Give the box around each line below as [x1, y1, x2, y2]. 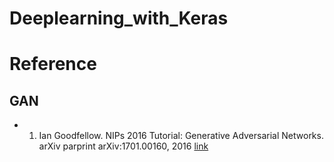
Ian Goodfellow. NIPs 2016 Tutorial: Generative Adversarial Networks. [38, 130, 324, 142]
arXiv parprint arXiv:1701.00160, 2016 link [38, 140, 209, 152]
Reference [9, 53, 97, 76]
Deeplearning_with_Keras [9, 7, 229, 30]
